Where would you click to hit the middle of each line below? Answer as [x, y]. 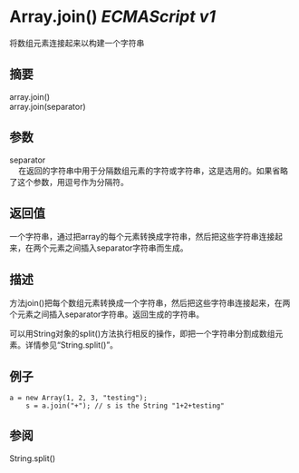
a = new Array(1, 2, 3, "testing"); [78, 398]
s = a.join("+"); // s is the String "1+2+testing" [125, 406]
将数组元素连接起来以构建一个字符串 [77, 43]
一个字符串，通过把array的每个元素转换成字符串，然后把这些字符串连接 [142, 237]
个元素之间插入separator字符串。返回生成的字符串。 [107, 314]
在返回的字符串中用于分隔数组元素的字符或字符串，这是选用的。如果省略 [153, 171]
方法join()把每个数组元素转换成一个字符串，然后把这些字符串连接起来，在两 [150, 303]
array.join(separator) [48, 106]
